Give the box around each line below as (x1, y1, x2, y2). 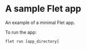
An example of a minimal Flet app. (5, 19, 75, 25)
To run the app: (5, 29, 37, 35)
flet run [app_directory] (5, 38, 59, 44)
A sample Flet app (5, 3, 81, 14)
